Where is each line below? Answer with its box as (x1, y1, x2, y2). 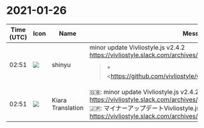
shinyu (51, 60, 71, 69)
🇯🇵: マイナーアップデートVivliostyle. (89, 104, 195, 112)
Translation (51, 103, 84, 112)
